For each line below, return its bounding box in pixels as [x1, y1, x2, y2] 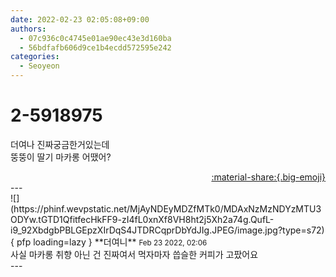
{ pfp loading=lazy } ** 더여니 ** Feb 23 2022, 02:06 [10, 236, 208, 248]
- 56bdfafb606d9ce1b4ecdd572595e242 [19, 42, 172, 53]
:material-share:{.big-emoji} [211, 171, 326, 183]
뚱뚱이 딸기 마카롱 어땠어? [10, 151, 112, 163]
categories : [10, 52, 60, 62]
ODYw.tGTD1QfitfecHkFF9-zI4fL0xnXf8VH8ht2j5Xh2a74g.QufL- [10, 213, 275, 225]
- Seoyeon [19, 61, 60, 71]
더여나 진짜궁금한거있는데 [10, 138, 110, 150]
